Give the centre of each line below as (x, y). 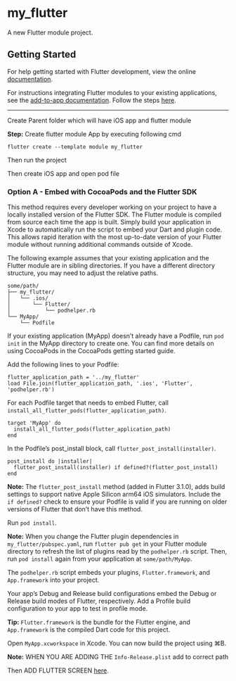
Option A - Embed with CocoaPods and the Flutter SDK (103, 191)
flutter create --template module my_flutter (75, 147)
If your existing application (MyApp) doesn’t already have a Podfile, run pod (116, 336)
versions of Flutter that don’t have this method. (75, 509)
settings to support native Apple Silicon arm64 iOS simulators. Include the (114, 495)
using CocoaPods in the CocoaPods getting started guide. (91, 351)
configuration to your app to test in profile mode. (78, 609)
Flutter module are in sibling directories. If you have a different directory (111, 266)
